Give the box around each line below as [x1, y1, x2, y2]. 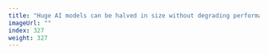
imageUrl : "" [8, 19, 52, 27]
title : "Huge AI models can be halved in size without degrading [8, 11, 230, 20]
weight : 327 [8, 33, 48, 42]
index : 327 [8, 26, 45, 34]
